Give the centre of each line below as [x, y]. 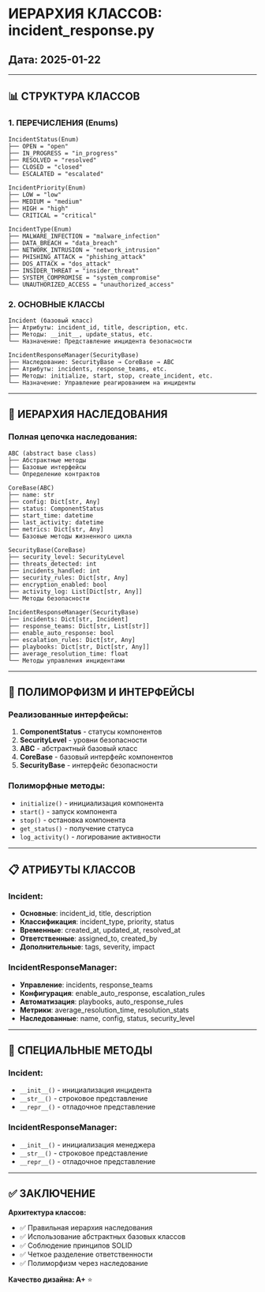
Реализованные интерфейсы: [68, 714]
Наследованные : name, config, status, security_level [107, 1018]
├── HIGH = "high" [38, 208]
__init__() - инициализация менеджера [88, 1144]
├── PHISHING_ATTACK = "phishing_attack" [77, 257]
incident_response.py [82, 30]
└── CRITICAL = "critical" [52, 215]
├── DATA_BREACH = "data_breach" [63, 243]
